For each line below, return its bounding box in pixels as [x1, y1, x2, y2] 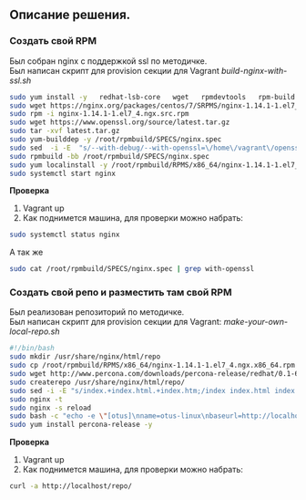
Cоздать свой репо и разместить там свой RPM [9, 286, 232, 299]
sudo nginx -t [9, 394, 64, 404]
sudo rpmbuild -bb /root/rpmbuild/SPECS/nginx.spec [9, 151, 209, 161]
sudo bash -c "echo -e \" [9, 411, 107, 421]
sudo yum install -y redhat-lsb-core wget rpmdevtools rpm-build [9, 92, 296, 101]
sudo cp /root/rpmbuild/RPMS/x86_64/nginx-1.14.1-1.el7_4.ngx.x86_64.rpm [9, 360, 296, 370]
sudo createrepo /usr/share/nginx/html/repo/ [9, 378, 185, 387]
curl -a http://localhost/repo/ [9, 482, 132, 491]
